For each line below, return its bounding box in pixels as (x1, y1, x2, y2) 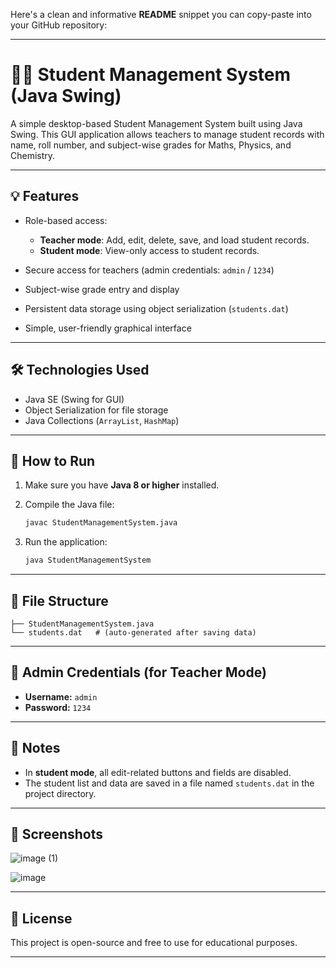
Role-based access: (24, 214, 108, 226)
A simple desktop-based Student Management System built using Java (10, 117, 303, 129)
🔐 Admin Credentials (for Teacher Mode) (10, 664, 267, 681)
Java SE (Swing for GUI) (24, 393, 125, 405)
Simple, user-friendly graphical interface (24, 322, 192, 334)
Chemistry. (10, 149, 56, 161)
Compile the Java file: (24, 499, 115, 511)
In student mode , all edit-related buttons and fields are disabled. (24, 766, 292, 778)
